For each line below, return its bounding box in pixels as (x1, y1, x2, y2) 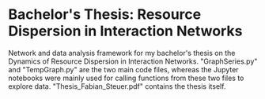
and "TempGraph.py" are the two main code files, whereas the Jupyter (8, 64, 239, 74)
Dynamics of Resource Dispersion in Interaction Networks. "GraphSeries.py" (8, 57, 258, 66)
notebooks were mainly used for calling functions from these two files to (8, 73, 244, 82)
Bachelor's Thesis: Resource (8, 5, 202, 24)
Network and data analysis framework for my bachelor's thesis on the (8, 48, 236, 57)
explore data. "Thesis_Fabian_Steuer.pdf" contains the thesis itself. (8, 81, 226, 91)
